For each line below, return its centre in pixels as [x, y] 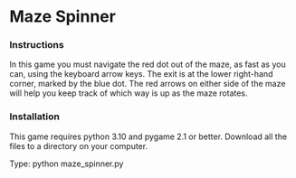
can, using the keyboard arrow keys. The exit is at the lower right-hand [141, 74]
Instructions [37, 45]
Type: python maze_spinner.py [67, 164]
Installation [35, 117]
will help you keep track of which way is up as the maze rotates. [129, 93]
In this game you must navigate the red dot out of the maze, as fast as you [148, 64]
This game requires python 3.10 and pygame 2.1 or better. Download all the [148, 136]
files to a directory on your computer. [78, 145]
